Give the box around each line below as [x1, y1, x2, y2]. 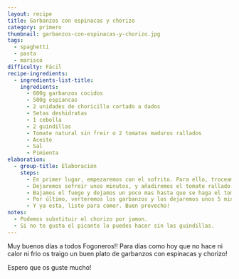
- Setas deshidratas [26, 110, 87, 117]
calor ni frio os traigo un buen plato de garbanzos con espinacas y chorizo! [7, 249, 228, 258]
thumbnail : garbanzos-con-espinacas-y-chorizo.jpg [7, 30, 161, 38]
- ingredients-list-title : [14, 76, 94, 84]
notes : [7, 209, 27, 216]
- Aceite [26, 136, 53, 143]
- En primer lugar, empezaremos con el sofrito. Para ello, [26, 176, 208, 183]
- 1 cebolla [26, 116, 62, 123]
